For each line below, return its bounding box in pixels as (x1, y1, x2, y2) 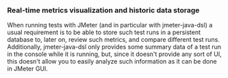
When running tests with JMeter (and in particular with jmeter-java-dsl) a (7, 21, 213, 29)
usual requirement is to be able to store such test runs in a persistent (7, 28, 201, 36)
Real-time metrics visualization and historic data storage (7, 5, 200, 15)
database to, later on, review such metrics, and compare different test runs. (7, 36, 220, 44)
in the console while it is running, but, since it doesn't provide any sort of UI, (7, 50, 222, 58)
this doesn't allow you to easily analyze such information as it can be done (7, 57, 217, 66)
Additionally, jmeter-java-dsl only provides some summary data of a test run (7, 43, 221, 51)
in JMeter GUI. (7, 64, 48, 73)
